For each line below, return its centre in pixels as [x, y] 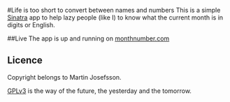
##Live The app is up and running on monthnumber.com [88, 38]
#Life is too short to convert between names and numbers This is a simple [114, 10]
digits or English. [31, 25]
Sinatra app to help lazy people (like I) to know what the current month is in [115, 17]
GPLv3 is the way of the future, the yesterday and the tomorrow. [100, 91]
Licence [25, 60]
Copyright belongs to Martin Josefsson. [64, 77]
